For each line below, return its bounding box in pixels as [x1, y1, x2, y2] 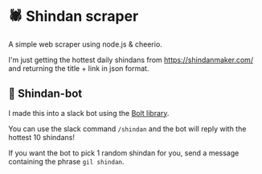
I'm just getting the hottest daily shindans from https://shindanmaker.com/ [8, 55, 254, 64]
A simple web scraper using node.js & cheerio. [8, 39, 162, 49]
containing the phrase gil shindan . [8, 156, 125, 166]
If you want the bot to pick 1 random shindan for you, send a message [8, 147, 239, 158]
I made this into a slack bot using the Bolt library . [8, 108, 170, 118]
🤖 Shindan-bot [8, 87, 83, 101]
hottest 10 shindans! [8, 132, 75, 142]
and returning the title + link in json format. [8, 63, 149, 73]
